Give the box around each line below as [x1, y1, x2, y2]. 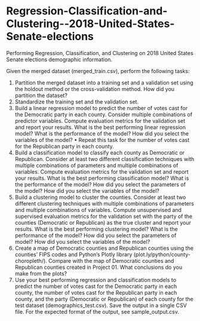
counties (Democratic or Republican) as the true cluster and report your [14, 219, 191, 226]
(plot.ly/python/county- [133, 250, 191, 258]
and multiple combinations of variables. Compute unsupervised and [14, 206, 182, 213]
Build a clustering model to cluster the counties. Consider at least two [14, 193, 186, 201]
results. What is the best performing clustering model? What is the [14, 225, 178, 232]
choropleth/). [14, 257, 48, 264]
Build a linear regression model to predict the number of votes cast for [14, 104, 188, 111]
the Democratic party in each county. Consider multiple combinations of [14, 111, 193, 118]
